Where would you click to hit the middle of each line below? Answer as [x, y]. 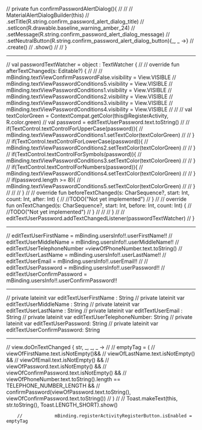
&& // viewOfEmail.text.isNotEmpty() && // [58, 360]
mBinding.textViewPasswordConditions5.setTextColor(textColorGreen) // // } [101, 186]
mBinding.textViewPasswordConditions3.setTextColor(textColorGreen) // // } [101, 160]
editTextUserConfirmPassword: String [53, 330]
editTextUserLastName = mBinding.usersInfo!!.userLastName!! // [86, 255]
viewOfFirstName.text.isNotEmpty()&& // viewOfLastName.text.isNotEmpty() [101, 353]
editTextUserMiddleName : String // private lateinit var [73, 304]
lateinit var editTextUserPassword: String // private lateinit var [82, 323]
